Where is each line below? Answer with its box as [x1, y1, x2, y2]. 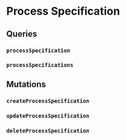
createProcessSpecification [6, 97, 89, 105]
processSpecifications [6, 62, 74, 68]
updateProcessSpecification [6, 112, 89, 119]
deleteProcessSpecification [6, 127, 89, 134]
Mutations [6, 79, 46, 89]
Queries [6, 29, 38, 39]
